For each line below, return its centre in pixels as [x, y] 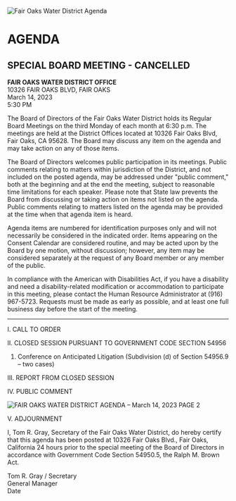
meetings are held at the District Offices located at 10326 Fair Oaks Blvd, [112, 133]
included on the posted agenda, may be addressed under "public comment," [118, 177]
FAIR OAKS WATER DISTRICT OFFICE [62, 82]
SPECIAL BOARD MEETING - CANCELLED [99, 65]
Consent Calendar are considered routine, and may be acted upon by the [113, 243]
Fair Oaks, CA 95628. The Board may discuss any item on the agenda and [114, 141]
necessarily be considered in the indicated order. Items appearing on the [112, 235]
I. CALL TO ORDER [34, 329]
